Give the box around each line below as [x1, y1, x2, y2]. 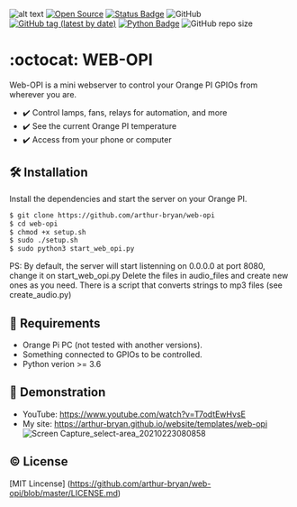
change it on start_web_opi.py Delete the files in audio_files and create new [9, 271, 289, 281]
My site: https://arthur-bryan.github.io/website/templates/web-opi [22, 418, 268, 429]
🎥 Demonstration [9, 384, 106, 401]
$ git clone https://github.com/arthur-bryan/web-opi [9, 210, 216, 220]
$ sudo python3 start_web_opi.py [9, 244, 135, 253]
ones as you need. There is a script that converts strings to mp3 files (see [9, 280, 283, 290]
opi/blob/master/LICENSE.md [9, 487, 119, 498]
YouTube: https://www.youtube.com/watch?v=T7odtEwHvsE [22, 409, 246, 419]
